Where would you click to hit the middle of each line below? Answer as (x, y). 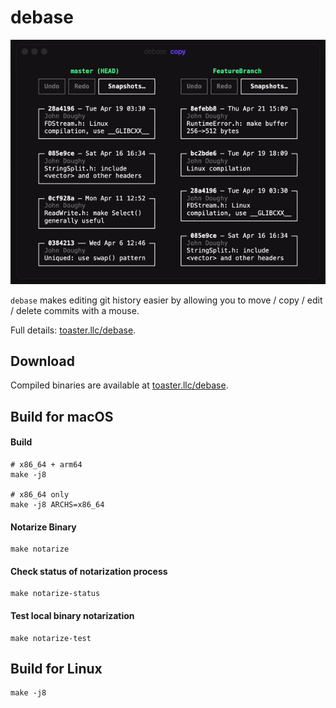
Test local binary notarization (72, 615)
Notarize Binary (43, 527)
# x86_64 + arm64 (46, 464)
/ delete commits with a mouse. (75, 310)
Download (42, 361)
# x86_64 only (40, 494)
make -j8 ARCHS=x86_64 (57, 504)
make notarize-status (55, 594)
